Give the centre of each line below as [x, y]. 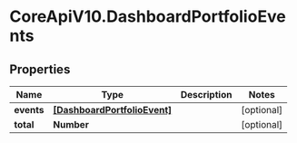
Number [71, 124]
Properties [40, 69]
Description [206, 95]
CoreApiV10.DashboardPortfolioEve [148, 17]
